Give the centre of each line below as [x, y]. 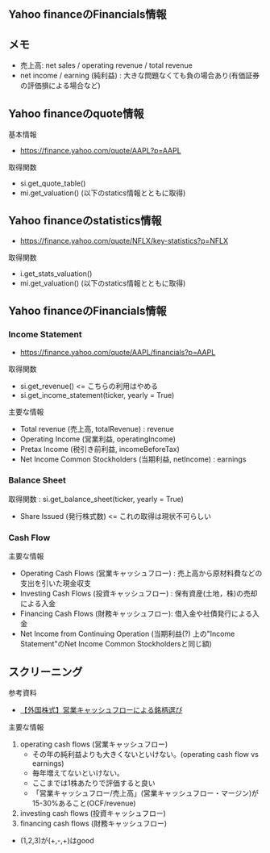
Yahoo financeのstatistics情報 [85, 221]
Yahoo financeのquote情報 [76, 113]
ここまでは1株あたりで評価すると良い [93, 783]
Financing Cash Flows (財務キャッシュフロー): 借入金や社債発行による [136, 614]
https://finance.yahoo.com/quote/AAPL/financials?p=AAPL [118, 352]
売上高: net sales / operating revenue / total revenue [106, 65]
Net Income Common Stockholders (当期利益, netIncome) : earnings [133, 459]
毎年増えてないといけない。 [78, 772]
